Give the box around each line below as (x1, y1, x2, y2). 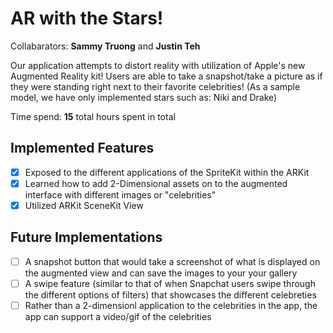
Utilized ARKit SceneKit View (24, 199, 144, 211)
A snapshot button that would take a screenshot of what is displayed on (24, 255, 321, 267)
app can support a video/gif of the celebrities (24, 310, 212, 322)
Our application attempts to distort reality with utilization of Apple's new (10, 59, 306, 71)
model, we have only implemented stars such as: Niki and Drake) (10, 91, 278, 103)
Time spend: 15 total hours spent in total (10, 110, 176, 122)
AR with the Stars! (10, 7, 164, 30)
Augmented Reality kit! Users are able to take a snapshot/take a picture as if (10, 70, 323, 82)
